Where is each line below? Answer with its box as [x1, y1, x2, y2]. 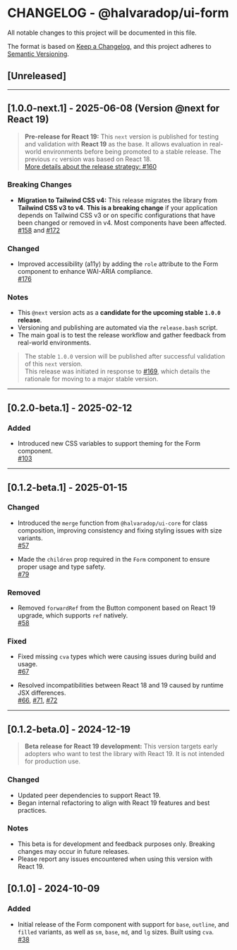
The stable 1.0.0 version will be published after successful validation [24, 352, 226, 361]
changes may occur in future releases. [17, 847, 130, 855]
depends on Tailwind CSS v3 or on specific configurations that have [17, 211, 216, 219]
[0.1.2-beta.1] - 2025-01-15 [7, 481, 128, 493]
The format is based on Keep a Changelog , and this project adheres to [7, 42, 212, 50]
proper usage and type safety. [17, 562, 106, 571]
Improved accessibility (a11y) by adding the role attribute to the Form [17, 260, 219, 268]
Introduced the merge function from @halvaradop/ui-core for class [17, 519, 208, 527]
